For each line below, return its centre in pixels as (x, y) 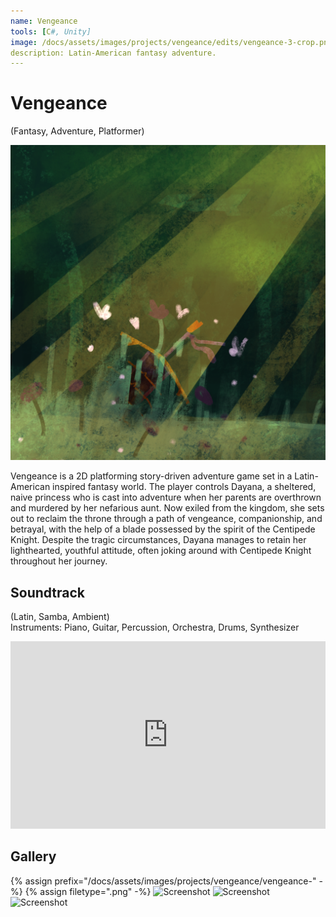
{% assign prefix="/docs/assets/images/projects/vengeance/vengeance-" (163, 881)
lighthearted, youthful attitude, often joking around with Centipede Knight (161, 551)
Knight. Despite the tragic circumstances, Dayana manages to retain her (158, 540)
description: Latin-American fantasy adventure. (113, 53)
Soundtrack (48, 592)
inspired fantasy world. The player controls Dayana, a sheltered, (184, 487)
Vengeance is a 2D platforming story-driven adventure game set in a (151, 476)
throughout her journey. (59, 561)
